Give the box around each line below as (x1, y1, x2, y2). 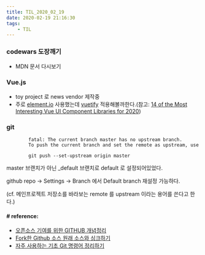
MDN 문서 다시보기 (15, 63, 61, 70)
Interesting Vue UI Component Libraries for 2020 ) (15, 107, 141, 115)
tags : (6, 20, 20, 26)
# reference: (6, 212, 39, 219)
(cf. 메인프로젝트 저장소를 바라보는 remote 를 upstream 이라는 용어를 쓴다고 (6, 191, 189, 198)
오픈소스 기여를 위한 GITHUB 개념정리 (15, 227, 107, 234)
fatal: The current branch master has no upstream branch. (28, 137, 183, 143)
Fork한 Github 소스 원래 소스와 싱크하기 (15, 234, 110, 242)
